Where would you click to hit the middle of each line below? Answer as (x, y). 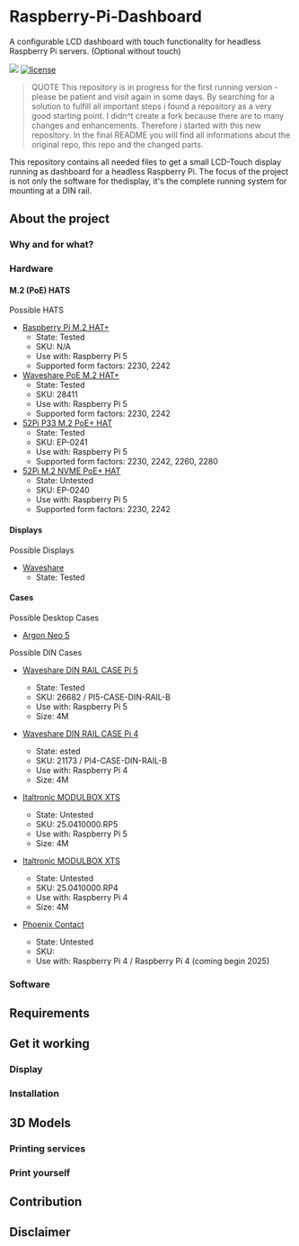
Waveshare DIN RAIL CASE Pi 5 (80, 670)
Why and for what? (52, 245)
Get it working (49, 1044)
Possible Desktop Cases (54, 618)
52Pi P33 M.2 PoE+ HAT (67, 423)
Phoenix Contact (53, 924)
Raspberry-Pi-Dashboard (106, 17)
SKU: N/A (53, 347)
